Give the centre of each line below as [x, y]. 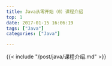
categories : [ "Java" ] [33, 34]
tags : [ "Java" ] [25, 28]
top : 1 [14, 17]
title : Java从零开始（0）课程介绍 [45, 12]
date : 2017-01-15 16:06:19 [40, 23]
